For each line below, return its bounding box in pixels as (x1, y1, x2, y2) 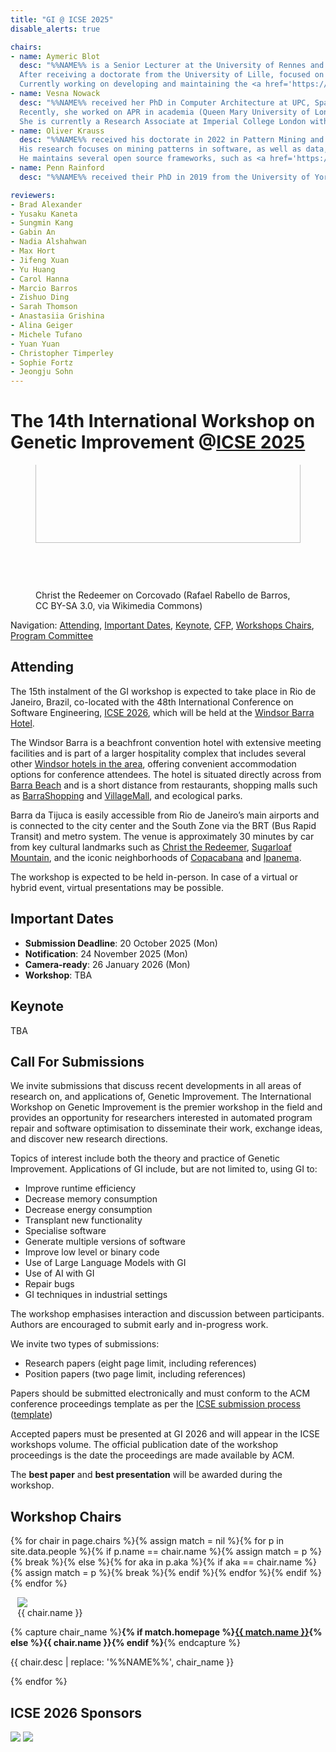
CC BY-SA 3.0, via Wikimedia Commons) (35, 600, 203, 612)
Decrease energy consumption (24, 1204, 153, 1216)
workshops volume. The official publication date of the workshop (10, 1439, 279, 1451)
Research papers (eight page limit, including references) (24, 1357, 257, 1370)
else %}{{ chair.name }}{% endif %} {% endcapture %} (10, 1637, 242, 1649)
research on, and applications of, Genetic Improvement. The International (10, 1091, 312, 1103)
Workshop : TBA (24, 969, 93, 981)
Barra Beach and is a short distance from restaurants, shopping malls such (10, 779, 318, 791)
